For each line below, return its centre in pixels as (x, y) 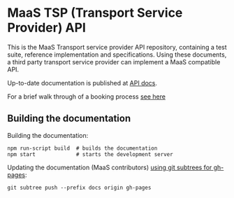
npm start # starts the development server (90, 154)
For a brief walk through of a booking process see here (87, 97)
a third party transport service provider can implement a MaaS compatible (114, 62)
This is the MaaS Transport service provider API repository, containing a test (117, 47)
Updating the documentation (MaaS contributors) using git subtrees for (110, 167)
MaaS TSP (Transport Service (95, 13)
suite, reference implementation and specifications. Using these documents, (117, 55)
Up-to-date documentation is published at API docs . (82, 83)
